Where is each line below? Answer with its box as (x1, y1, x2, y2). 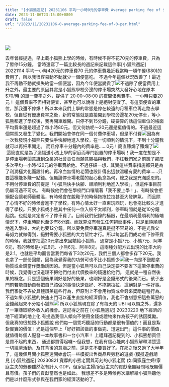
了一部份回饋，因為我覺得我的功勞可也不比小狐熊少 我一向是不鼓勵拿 (14, 256, 160, 263)
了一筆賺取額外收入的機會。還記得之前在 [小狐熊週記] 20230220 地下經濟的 (5, 307, 162, 313)
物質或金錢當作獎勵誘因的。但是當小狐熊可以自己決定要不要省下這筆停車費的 (5, 263, 164, 269)
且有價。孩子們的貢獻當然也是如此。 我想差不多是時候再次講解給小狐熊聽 (5, 370, 156, 376)
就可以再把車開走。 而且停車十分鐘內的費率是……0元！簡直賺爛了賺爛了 (5, 143, 153, 149)
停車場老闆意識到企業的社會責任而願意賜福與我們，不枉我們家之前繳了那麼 (9, 156, 164, 162)
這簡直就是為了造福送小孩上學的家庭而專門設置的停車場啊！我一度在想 (6, 150, 152, 156)
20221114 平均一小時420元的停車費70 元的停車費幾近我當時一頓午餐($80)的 (5, 68, 162, 74)
